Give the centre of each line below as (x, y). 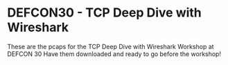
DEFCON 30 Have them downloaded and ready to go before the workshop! (114, 54)
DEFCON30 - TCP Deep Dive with (105, 13)
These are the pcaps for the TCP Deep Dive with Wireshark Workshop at (111, 46)
